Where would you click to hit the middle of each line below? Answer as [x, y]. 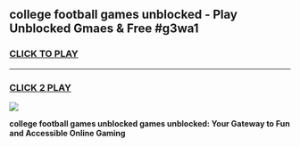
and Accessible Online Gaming [67, 133]
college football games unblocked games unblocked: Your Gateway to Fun [150, 123]
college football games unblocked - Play [124, 15]
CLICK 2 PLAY [40, 87]
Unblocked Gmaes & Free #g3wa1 [104, 29]
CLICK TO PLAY [44, 54]
